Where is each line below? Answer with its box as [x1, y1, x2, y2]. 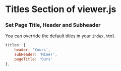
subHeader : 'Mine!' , [14, 52, 57, 57]
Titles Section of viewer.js [5, 4, 116, 15]
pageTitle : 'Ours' [14, 57, 53, 62]
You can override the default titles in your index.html [5, 33, 115, 39]
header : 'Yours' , [14, 47, 51, 52]
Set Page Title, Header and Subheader [5, 22, 101, 29]
